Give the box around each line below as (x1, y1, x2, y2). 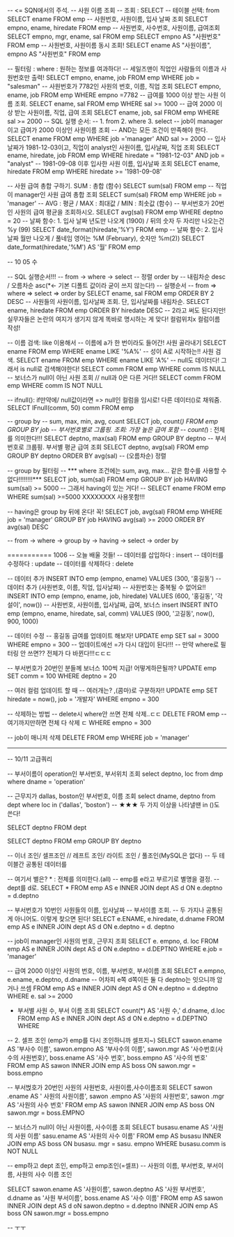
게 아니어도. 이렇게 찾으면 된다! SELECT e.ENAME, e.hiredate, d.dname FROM (7, 915, 225, 923)
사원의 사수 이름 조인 (16, 1170, 72, 1178)
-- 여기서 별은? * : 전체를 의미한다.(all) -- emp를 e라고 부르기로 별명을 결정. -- (7, 875, 220, 883)
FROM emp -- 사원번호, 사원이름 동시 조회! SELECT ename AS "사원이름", (7, 41, 212, 49)
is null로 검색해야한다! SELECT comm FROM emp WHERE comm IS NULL (19, 365, 226, 372)
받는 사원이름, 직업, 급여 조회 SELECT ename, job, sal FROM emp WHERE (14, 108, 220, 117)
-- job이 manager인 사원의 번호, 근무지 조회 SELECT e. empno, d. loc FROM (7, 937, 219, 945)
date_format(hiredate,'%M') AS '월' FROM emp (7, 243, 141, 251)
